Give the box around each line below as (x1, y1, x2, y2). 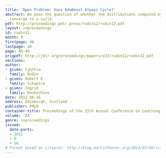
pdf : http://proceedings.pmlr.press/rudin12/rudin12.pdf (5, 21, 125, 26)
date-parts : (9, 127, 35, 132)
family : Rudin (9, 72, 39, 77)
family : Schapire (9, 81, 45, 86)
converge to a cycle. (9, 16, 54, 21)
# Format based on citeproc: (5, 146, 65, 151)
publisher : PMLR (5, 104, 39, 109)
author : (5, 62, 21, 67)
